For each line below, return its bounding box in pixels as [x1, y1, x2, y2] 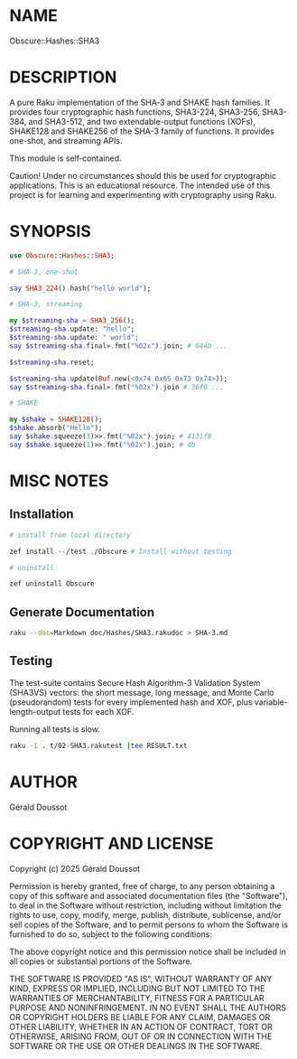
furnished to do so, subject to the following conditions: [9, 928, 212, 940]
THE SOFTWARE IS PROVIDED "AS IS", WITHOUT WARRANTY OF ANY [9, 973, 273, 984]
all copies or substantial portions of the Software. [9, 955, 192, 967]
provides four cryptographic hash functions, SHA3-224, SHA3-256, [9, 106, 260, 117]
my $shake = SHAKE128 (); [9, 415, 103, 425]
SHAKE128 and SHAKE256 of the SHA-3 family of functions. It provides [9, 126, 275, 136]
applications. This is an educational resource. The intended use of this [9, 180, 271, 191]
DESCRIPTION [9, 67, 117, 88]
